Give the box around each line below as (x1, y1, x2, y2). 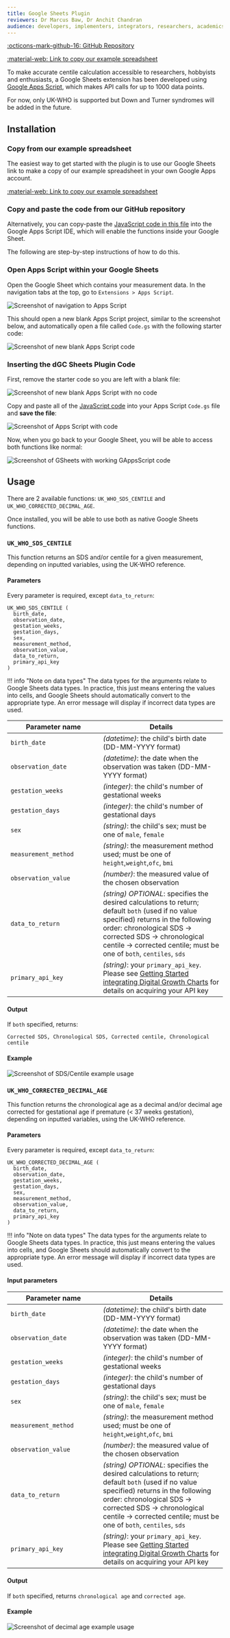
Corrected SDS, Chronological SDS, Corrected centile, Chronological (7, 1033, 210, 1040)
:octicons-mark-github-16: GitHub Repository (7, 42, 135, 50)
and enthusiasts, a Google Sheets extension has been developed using (7, 75, 207, 84)
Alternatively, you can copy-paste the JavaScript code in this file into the (7, 220, 212, 229)
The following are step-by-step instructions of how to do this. (7, 248, 180, 256)
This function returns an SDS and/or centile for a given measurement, (7, 553, 203, 561)
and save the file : (7, 409, 57, 417)
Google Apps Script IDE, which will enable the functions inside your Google (7, 227, 219, 235)
